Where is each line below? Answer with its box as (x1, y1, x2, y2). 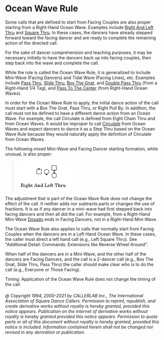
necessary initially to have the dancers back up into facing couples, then (5, 54, 151, 60)
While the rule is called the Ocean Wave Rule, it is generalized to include (5, 69, 151, 75)
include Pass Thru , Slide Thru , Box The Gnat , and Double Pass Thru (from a (5, 79, 158, 86)
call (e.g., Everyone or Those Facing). (5, 266, 81, 272)
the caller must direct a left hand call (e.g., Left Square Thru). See (5, 236, 137, 242)
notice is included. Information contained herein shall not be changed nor (5, 324, 154, 330)
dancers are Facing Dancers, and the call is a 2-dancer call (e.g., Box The (5, 256, 154, 262)
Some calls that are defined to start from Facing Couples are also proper (5, 19, 151, 25)
